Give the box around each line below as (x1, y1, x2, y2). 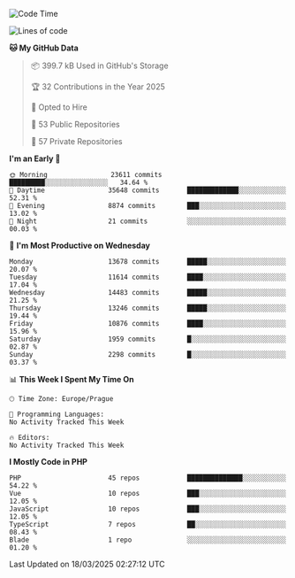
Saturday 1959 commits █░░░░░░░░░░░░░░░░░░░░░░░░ (9, 335, 287, 343)
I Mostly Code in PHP (9, 457, 88, 466)
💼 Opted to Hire (30, 102, 88, 112)
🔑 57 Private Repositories (30, 136, 123, 146)
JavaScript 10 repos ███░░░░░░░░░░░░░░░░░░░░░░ (9, 505, 287, 513)
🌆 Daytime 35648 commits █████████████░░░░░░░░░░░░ (9, 186, 287, 195)
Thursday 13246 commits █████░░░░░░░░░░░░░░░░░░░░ (9, 304, 287, 312)
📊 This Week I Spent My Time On (9, 374, 134, 384)
